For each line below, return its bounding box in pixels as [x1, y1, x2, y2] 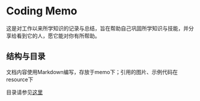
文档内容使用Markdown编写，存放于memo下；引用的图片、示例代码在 [6, 68, 178, 75]
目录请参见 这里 [6, 88, 43, 96]
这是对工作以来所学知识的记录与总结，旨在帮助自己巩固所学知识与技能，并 [6, 25, 189, 32]
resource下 [6, 76, 34, 83]
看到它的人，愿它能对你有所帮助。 [16, 32, 100, 39]
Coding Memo [6, 4, 77, 18]
